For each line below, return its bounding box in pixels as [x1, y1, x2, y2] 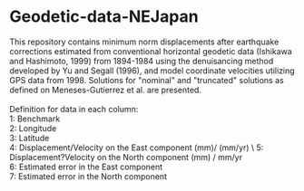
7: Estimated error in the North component [9, 170, 168, 182]
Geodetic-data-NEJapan [9, 6, 199, 27]
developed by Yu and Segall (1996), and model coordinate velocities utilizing [9, 65, 295, 76]
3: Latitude [9, 132, 50, 143]
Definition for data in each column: [9, 103, 139, 114]
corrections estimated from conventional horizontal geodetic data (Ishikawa [9, 45, 292, 56]
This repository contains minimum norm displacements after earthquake [9, 36, 279, 47]
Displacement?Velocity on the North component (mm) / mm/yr [9, 151, 243, 162]
